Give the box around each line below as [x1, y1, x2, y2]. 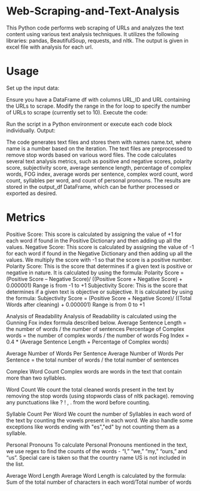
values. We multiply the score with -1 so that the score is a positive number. [6, 256, 193, 263]
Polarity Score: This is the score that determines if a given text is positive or [6, 262, 193, 270]
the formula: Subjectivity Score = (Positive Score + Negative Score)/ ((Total [6, 294, 192, 301]
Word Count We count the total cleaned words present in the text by [6, 386, 174, 393]
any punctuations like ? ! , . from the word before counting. [6, 398, 151, 406]
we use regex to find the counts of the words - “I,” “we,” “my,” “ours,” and [6, 447, 187, 455]
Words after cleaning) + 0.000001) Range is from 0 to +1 [6, 301, 145, 308]
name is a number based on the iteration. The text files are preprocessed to [6, 144, 193, 152]
